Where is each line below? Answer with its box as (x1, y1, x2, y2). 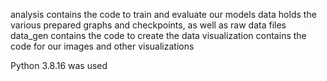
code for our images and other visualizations (10, 40, 195, 52)
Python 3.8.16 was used (10, 60, 108, 71)
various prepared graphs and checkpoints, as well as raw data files (10, 19, 287, 31)
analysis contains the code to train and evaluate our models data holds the (10, 9, 317, 20)
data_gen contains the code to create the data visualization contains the (10, 30, 307, 41)
